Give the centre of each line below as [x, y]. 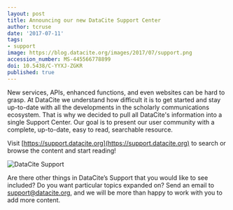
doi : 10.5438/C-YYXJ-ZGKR [45, 66]
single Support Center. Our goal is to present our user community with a [111, 122]
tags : [15, 40]
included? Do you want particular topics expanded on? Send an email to [111, 185]
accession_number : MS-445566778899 [59, 59]
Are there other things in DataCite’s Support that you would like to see [108, 177]
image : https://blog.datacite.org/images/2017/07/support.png [100, 53]
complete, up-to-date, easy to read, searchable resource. [90, 129]
